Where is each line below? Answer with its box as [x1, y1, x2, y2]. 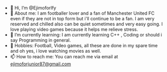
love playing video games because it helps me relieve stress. [10, 26, 138, 32]
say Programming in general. [10, 37, 71, 43]
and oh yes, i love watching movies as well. [10, 48, 101, 54]
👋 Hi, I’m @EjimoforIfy [10, 5, 56, 11]
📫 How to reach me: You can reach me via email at [10, 54, 118, 59]
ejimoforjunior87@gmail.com [10, 61, 71, 67]
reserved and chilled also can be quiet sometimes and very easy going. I [10, 21, 163, 27]
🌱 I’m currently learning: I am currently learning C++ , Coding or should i [10, 32, 162, 38]
